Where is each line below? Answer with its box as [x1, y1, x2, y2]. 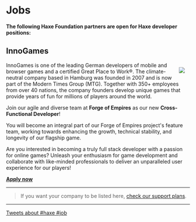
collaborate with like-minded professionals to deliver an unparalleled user [6, 158, 183, 165]
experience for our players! [6, 164, 71, 171]
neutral [6, 74, 23, 81]
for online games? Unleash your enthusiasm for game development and [6, 152, 178, 159]
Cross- [160, 104, 178, 111]
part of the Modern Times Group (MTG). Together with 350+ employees [6, 80, 179, 87]
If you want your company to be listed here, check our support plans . [20, 192, 187, 199]
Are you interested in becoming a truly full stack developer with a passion [6, 145, 183, 152]
